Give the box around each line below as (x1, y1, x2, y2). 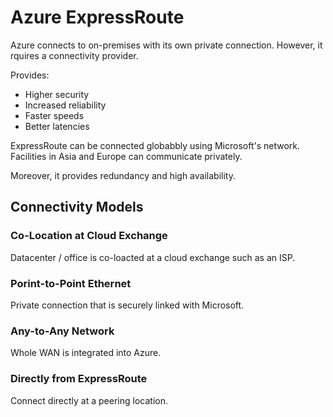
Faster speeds (24, 109, 85, 121)
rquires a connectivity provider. (10, 49, 139, 61)
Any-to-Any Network (10, 324, 115, 338)
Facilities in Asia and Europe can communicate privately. (10, 150, 243, 162)
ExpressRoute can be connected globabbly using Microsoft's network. (10, 139, 301, 151)
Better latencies (24, 120, 90, 132)
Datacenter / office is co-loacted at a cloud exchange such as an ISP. (10, 251, 296, 263)
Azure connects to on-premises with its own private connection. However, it (10, 39, 323, 51)
